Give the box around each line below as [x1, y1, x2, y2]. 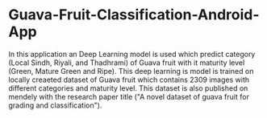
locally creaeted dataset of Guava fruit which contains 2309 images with [8, 75, 250, 84]
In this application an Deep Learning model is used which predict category [8, 49, 256, 59]
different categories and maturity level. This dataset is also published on [8, 83, 248, 93]
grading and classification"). [8, 100, 102, 110]
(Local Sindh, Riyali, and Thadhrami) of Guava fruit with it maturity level [8, 58, 245, 67]
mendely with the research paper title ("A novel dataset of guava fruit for [8, 92, 250, 101]
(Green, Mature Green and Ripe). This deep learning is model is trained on [8, 66, 254, 75]
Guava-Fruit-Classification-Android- [8, 6, 260, 24]
